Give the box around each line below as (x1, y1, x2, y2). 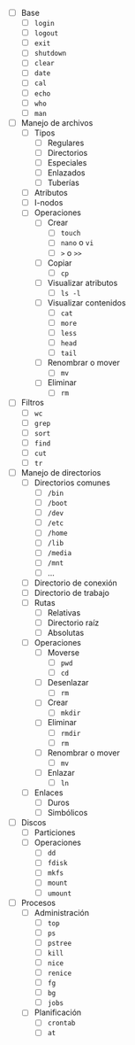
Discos (20, 817, 47, 828)
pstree (47, 939, 72, 948)
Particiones (34, 827, 76, 838)
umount (47, 889, 72, 898)
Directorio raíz (47, 617, 100, 628)
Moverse (47, 647, 80, 658)
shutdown (34, 49, 67, 58)
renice (47, 969, 72, 978)
